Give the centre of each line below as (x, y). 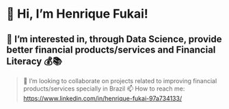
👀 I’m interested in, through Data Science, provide (114, 39)
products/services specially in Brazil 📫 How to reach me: (104, 89)
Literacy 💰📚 (34, 61)
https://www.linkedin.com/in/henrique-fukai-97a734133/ (103, 98)
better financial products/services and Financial (111, 49)
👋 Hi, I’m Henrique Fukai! (77, 14)
